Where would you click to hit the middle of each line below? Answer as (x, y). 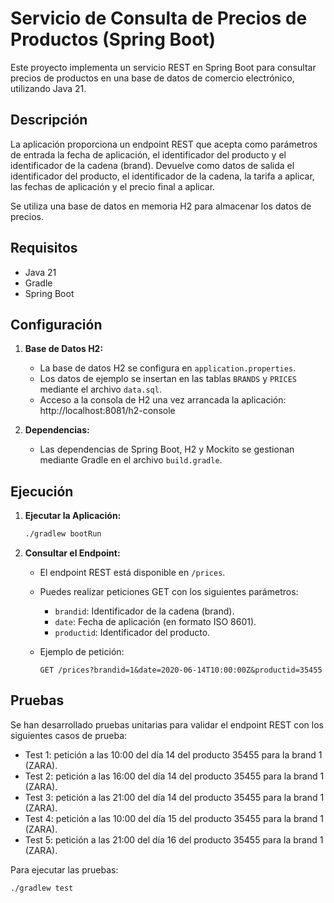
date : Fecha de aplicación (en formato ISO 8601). (155, 622)
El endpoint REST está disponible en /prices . (132, 573)
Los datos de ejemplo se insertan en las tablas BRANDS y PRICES (168, 379)
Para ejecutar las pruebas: (64, 869)
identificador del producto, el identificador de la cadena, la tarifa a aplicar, (162, 176)
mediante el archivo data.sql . (100, 389)
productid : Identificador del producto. (132, 633)
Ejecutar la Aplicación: (73, 516)
